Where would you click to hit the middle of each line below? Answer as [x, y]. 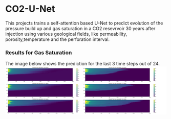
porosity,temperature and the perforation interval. [58, 39]
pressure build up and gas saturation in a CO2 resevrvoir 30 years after [80, 28]
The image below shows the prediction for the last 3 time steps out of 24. [83, 64]
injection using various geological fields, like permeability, [66, 34]
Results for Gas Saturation [39, 53]
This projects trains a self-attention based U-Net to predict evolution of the [84, 23]
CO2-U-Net [30, 9]
